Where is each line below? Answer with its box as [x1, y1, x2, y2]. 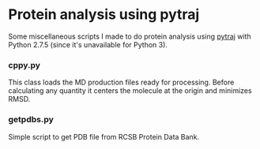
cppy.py [8, 59, 41, 70]
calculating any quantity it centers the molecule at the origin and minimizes [8, 86, 252, 95]
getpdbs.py [8, 114, 54, 125]
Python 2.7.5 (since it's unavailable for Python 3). [8, 39, 168, 49]
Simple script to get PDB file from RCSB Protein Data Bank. [8, 132, 200, 141]
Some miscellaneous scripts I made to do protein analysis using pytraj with [8, 32, 251, 41]
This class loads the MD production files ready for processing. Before [8, 77, 235, 88]
